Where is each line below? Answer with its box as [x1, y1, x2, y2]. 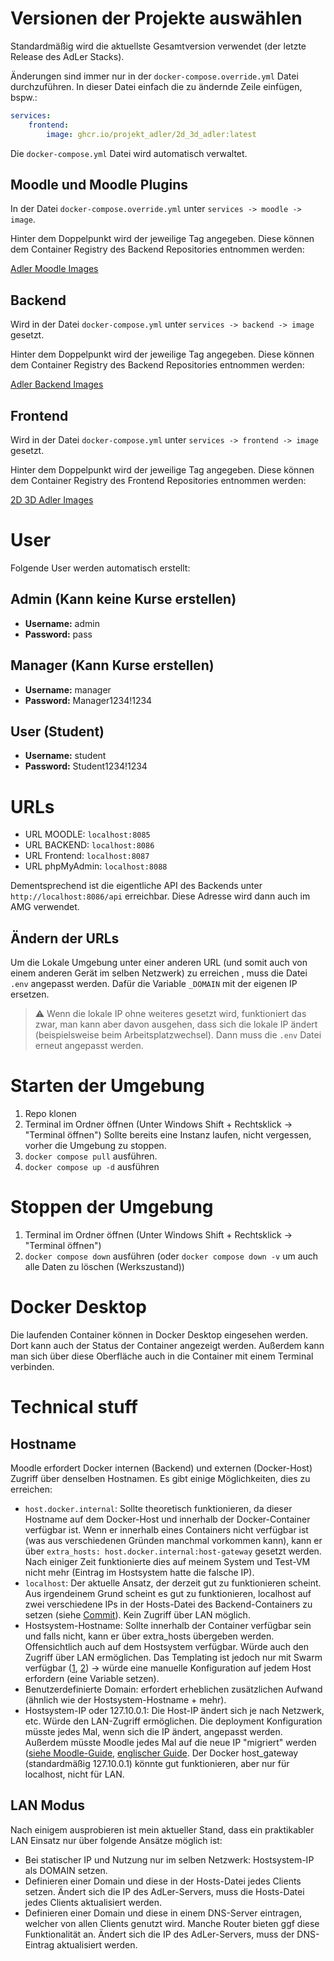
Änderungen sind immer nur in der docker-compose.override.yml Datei [10, 70, 299, 82]
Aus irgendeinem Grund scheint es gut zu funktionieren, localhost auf [24, 1587, 312, 1599]
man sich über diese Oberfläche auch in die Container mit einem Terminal [10, 1350, 314, 1362]
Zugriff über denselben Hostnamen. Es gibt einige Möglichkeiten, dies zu [10, 1472, 311, 1484]
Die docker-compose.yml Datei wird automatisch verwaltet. [10, 147, 248, 159]
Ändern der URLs [10, 930, 120, 947]
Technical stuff [10, 1396, 138, 1419]
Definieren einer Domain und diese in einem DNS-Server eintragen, [24, 1907, 303, 1919]
